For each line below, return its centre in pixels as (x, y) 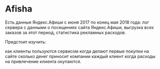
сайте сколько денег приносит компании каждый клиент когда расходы (80, 56)
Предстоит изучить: (26, 41)
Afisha (19, 9)
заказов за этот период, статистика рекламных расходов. (66, 32)
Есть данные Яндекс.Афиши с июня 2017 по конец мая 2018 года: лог (77, 22)
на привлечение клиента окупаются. (43, 61)
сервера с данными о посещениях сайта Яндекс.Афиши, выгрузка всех (80, 27)
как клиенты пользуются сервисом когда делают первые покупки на (77, 51)
